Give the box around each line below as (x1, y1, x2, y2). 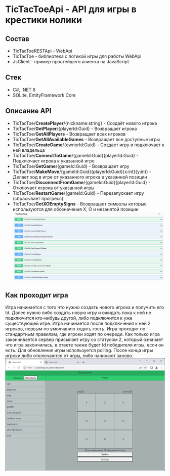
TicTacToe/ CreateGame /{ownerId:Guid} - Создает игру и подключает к (12, 142, 164, 148)
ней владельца (12, 147, 45, 153)
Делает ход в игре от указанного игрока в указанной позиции (12, 174, 148, 180)
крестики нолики (5, 14, 82, 26)
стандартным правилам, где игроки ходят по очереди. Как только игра (5, 331, 160, 337)
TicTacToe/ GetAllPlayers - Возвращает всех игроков (12, 131, 126, 137)
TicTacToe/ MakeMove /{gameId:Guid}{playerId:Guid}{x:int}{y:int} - (12, 168, 152, 175)
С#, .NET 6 (12, 86, 36, 93)
